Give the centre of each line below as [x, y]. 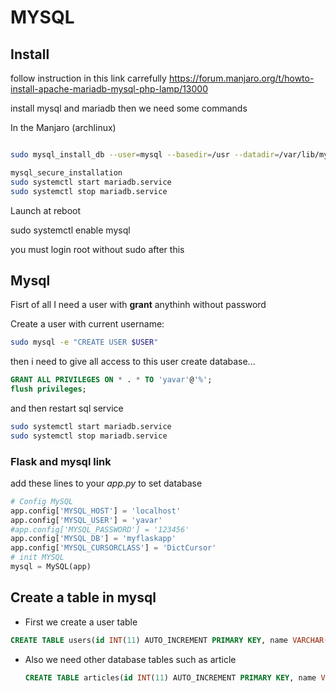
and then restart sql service [67, 408]
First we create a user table [81, 622]
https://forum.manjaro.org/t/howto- [241, 78]
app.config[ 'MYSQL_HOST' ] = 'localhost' [96, 511]
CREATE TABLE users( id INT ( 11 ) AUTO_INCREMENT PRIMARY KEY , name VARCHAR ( [169, 640]
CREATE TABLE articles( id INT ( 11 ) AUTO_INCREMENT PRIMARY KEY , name [170, 677]
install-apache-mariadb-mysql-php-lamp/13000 [109, 89]
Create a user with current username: [87, 324]
